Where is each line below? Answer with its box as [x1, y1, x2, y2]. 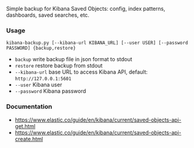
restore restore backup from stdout [14, 62, 103, 70]
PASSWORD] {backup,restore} [6, 45, 76, 52]
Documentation [6, 102, 53, 111]
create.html [14, 135, 44, 143]
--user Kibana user [14, 81, 63, 89]
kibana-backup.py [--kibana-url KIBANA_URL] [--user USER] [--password [6, 40, 188, 46]
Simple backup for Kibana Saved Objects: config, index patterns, [6, 5, 165, 12]
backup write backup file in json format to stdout [14, 56, 133, 63]
